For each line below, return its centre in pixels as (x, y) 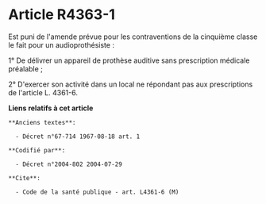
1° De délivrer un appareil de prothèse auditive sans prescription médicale (129, 60)
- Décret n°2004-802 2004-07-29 (69, 164)
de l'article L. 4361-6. (43, 92)
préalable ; (26, 68)
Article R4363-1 (62, 15)
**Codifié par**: (37, 150)
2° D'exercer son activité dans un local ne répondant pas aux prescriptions (131, 84)
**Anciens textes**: (42, 122)
